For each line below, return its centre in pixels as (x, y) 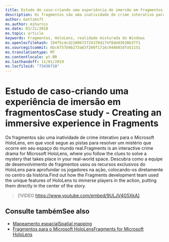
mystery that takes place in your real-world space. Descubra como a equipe (84, 159)
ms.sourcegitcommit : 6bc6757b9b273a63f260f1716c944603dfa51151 (73, 47)
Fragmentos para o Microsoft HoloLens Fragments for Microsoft (78, 229)
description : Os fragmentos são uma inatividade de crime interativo (80, 15)
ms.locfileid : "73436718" (32, 66)
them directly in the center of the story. (46, 186)
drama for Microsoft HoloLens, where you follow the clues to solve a (76, 154)
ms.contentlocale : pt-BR (31, 57)
